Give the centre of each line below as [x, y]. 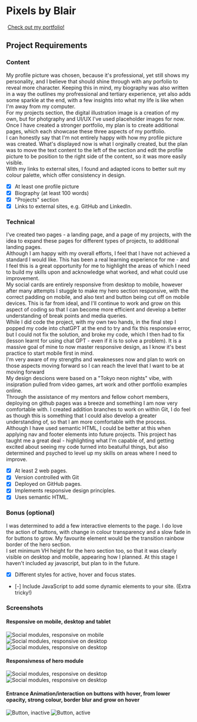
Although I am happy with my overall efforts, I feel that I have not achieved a [98, 253]
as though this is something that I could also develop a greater [81, 416]
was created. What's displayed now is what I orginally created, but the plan [97, 144]
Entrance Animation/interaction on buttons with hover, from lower [88, 693]
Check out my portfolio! [36, 27]
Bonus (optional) [30, 513]
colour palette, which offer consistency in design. [66, 175]
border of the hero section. [39, 544]
